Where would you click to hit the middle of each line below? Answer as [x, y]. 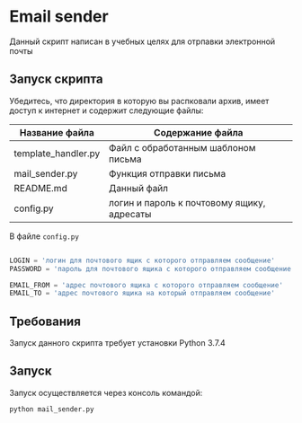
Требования [45, 321]
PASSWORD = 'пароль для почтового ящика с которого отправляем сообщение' [152, 269]
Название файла [57, 132]
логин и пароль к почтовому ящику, [187, 202]
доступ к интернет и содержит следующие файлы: [107, 110]
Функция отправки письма [168, 173]
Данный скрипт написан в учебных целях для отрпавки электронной [142, 41]
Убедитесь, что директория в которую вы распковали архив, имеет [139, 101]
